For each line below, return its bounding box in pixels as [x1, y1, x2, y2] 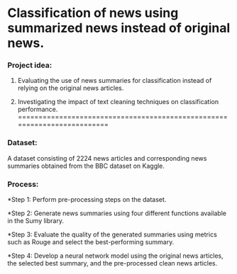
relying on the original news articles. [17, 84, 124, 93]
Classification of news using [7, 5, 179, 21]
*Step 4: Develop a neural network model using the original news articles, [7, 251, 224, 260]
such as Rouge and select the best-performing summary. [7, 238, 175, 246]
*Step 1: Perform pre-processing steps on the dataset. [7, 195, 167, 204]
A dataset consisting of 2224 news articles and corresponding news [7, 154, 207, 162]
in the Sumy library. [7, 217, 64, 225]
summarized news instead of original [7, 20, 231, 36]
